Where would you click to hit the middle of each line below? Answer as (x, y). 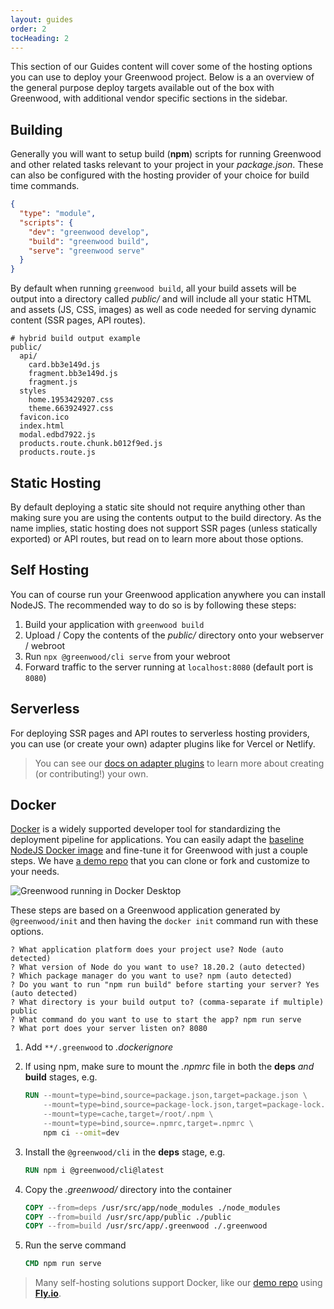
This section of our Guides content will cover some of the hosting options (161, 67)
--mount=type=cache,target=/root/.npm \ (128, 1114)
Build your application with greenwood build (114, 624)
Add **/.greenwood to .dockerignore (98, 1047)
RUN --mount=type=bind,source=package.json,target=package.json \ (166, 1096)
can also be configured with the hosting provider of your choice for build (160, 175)
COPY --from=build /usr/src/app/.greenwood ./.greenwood (146, 1226)
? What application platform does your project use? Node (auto (147, 950)
